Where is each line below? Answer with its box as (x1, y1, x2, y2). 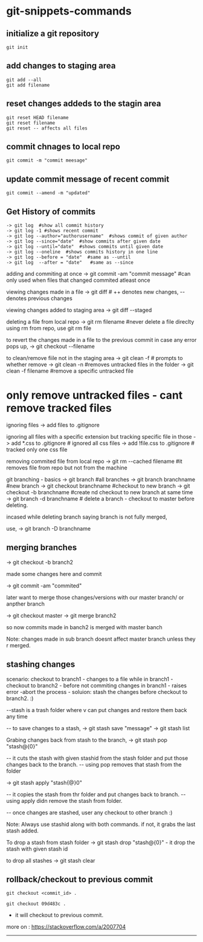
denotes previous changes (6, 295, 72, 302)
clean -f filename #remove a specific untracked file (6, 367, 134, 375)
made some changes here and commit (6, 570, 102, 577)
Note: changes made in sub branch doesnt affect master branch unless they (6, 635, 196, 643)
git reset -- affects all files (6, 125, 88, 131)
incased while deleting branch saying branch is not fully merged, (6, 513, 167, 520)
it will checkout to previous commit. (14, 912, 104, 919)
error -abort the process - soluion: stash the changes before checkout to (6, 688, 188, 695)
